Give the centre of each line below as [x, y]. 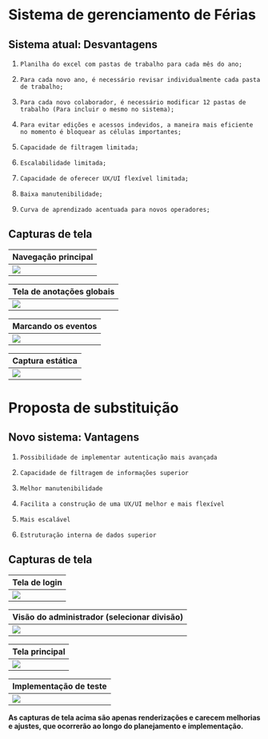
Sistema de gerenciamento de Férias [132, 15]
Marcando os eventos [55, 326]
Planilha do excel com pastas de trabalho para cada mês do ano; [131, 64]
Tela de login [37, 582]
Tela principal [39, 652]
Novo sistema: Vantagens [74, 438]
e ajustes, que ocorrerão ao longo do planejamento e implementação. [126, 726]
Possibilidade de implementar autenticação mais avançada [118, 457]
